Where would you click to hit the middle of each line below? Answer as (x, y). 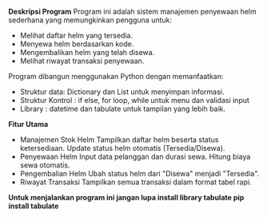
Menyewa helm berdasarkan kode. (77, 44)
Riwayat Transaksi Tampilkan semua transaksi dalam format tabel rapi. (135, 182)
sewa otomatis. (45, 165)
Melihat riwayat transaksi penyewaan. (82, 61)
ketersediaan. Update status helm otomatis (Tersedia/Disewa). (122, 148)
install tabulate (34, 206)
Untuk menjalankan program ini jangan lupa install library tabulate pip (126, 197)
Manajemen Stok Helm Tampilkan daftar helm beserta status (119, 140)
